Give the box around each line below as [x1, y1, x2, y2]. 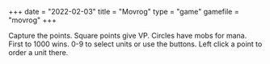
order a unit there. [8, 48, 69, 57]
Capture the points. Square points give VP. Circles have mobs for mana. [8, 31, 247, 40]
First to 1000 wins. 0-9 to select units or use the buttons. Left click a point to [8, 39, 263, 49]
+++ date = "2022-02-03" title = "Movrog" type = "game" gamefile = [8, 7, 240, 16]
